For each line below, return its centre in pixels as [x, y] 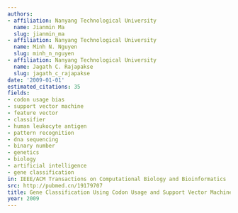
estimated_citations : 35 [44, 87]
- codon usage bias [36, 100]
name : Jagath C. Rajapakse [53, 67]
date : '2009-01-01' [36, 80]
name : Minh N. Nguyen [46, 47]
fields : [19, 93]
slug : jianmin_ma [39, 34]
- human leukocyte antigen [47, 126]
